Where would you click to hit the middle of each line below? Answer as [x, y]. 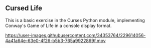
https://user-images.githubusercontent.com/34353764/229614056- [75, 35]
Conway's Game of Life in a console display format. [58, 25]
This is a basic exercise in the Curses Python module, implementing [75, 20]
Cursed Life [24, 8]
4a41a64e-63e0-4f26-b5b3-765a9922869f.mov [56, 40]
